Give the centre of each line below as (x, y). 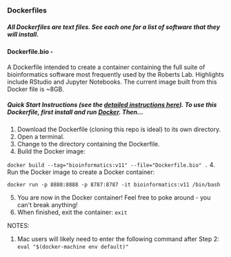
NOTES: (18, 226)
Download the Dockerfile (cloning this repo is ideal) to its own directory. (119, 129)
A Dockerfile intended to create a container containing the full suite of (106, 67)
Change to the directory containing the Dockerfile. (88, 144)
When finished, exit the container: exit (72, 212)
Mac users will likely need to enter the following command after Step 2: (118, 239)
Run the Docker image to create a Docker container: (81, 172)
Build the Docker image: (51, 151)
